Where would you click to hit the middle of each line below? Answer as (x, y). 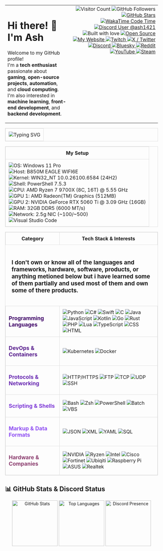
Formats (20, 435)
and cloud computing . (33, 90)
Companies (24, 464)
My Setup (77, 153)
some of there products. (45, 291)
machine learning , (29, 102)
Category (33, 239)
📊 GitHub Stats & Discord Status (55, 489)
